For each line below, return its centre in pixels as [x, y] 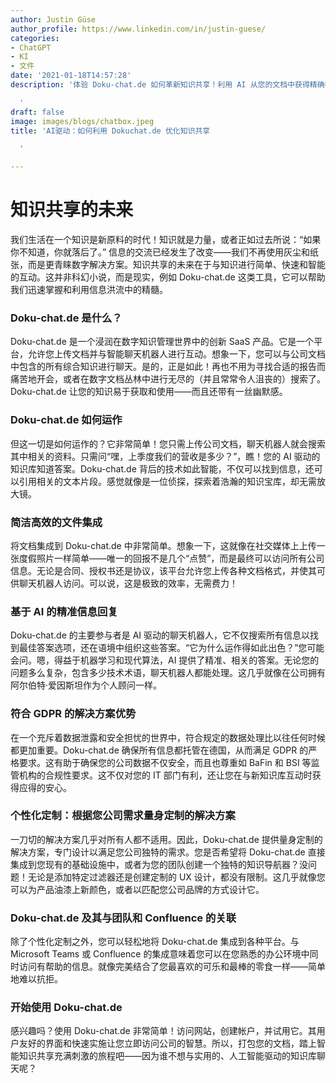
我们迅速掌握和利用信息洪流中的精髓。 [89, 290]
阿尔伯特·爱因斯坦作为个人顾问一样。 [86, 685]
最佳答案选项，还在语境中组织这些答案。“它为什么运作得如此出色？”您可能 [171, 648]
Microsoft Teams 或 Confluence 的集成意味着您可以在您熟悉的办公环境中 [160, 954]
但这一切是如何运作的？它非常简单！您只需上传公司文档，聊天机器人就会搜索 [168, 443]
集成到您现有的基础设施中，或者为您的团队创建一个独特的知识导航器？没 [159, 864]
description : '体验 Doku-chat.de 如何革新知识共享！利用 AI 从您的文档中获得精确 [167, 85]
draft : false [37, 112]
